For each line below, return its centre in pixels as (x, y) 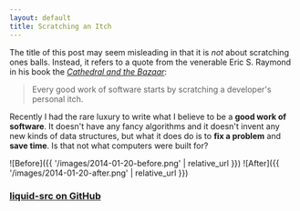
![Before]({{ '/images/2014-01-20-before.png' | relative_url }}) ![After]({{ (145, 163)
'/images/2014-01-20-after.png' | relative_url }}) (99, 173)
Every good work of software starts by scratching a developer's (151, 89)
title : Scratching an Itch (61, 26)
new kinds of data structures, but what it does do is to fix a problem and (145, 136)
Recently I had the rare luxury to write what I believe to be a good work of (148, 116)
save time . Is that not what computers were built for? (109, 146)
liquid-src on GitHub (56, 196)
